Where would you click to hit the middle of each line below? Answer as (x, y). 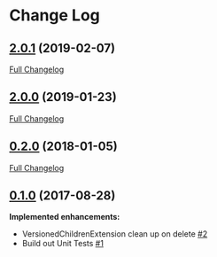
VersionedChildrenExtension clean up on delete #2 (115, 234)
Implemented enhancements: (65, 217)
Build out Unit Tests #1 (63, 244)
